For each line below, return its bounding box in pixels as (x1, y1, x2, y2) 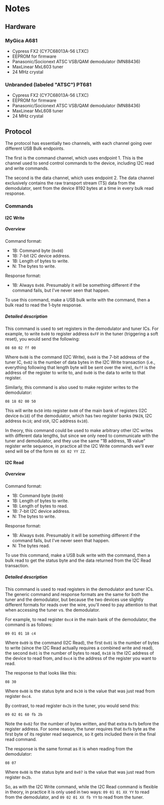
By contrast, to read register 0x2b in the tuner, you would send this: (5, 703, 140, 709)
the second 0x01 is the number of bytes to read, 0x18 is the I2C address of (5, 650, 154, 656)
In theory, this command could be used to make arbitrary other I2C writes (5, 428, 153, 434)
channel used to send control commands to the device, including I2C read (5, 160, 154, 166)
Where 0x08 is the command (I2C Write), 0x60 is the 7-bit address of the (5, 354, 149, 360)
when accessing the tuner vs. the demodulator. (5, 607, 100, 613)
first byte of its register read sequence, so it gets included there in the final (5, 731, 156, 737)
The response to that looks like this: (5, 670, 77, 676)
